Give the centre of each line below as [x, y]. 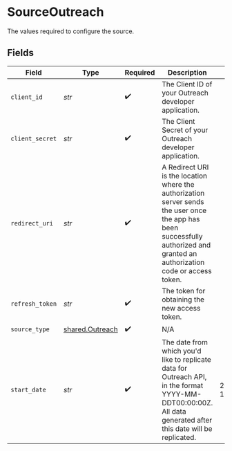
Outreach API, [184, 376]
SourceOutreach [56, 12]
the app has [181, 219]
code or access [187, 270]
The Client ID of [187, 84]
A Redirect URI [185, 167]
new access [181, 308]
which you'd [182, 351]
